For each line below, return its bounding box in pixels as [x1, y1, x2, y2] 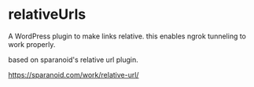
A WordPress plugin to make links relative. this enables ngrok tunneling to [8, 31, 246, 41]
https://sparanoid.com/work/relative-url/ [8, 70, 139, 79]
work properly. [8, 39, 56, 49]
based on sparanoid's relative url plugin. [8, 55, 139, 64]
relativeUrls [8, 5, 87, 24]
